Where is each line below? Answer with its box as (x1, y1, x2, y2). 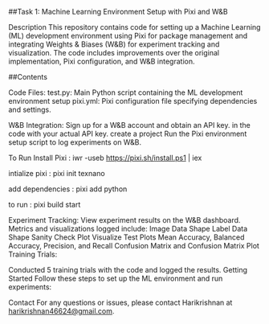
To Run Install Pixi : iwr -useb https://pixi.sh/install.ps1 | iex (8, 153, 202, 162)
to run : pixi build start (8, 200, 81, 209)
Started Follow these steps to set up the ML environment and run (8, 273, 223, 283)
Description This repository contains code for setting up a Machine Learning (8, 23, 261, 31)
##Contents (8, 72, 48, 81)
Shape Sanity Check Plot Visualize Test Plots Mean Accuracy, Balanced (8, 232, 245, 242)
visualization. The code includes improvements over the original (8, 48, 219, 57)
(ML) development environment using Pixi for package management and (8, 31, 248, 40)
